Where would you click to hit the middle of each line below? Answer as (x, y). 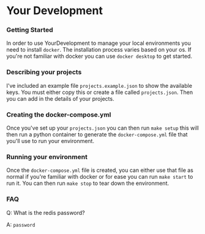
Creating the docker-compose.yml (59, 114)
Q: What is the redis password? (46, 213)
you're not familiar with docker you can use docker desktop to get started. (99, 57)
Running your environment (47, 157)
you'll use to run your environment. (50, 141)
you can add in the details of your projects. (60, 98)
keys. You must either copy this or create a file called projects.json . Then (100, 92)
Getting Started (30, 30)
